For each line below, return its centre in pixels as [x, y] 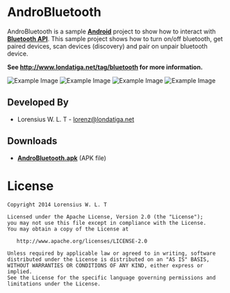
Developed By [38, 103]
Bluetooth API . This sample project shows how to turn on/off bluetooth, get [115, 38]
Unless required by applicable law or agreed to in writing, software [112, 253]
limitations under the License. [54, 284]
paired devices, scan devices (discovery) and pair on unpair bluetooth [107, 46]
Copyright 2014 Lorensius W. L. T [57, 205]
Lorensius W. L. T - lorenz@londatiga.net [76, 119]
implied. [20, 271]
